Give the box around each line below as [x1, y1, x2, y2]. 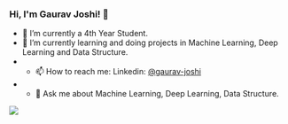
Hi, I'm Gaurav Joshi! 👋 [9, 8, 109, 20]
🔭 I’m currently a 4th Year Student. [21, 28, 149, 39]
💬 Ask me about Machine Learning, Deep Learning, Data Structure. [35, 89, 279, 99]
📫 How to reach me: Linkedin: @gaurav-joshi [35, 66, 202, 77]
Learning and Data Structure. [21, 47, 128, 58]
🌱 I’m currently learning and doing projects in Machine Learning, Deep [21, 37, 279, 48]
